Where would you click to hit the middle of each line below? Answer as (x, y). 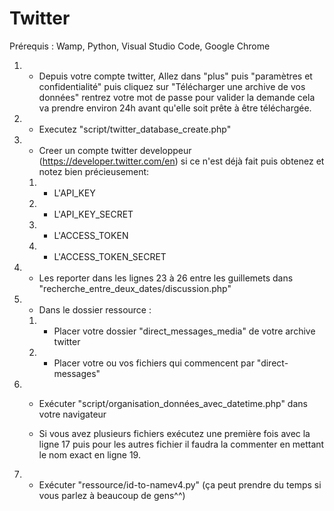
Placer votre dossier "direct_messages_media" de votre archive (184, 331)
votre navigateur (72, 414)
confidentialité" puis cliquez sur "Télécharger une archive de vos (172, 86)
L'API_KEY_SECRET (93, 214)
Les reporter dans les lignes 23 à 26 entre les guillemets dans (166, 278)
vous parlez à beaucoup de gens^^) (112, 495)
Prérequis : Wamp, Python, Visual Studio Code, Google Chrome (140, 46)
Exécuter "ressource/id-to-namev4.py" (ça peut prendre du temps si (180, 484)
